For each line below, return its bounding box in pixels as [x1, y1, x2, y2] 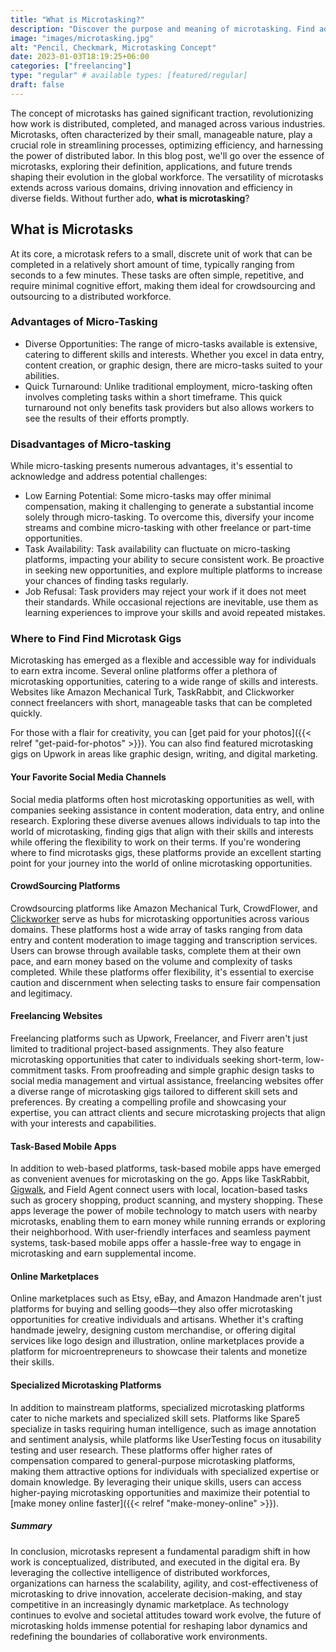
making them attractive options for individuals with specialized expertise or [10, 1465, 320, 1477]
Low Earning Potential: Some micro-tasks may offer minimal [24, 490, 272, 502]
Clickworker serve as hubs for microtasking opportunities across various [10, 912, 310, 925]
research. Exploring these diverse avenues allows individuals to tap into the [10, 814, 321, 826]
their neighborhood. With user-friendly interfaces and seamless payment [10, 1226, 311, 1238]
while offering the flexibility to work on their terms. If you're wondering [10, 836, 302, 848]
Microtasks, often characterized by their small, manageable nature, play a [10, 128, 313, 140]
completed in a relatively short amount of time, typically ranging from [10, 258, 295, 270]
